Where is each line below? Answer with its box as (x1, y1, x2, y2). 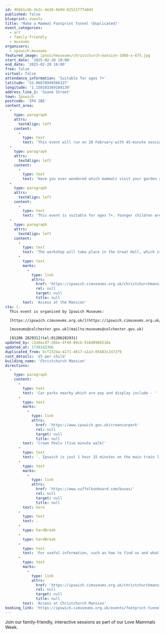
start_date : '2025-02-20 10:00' (5, 58, 71, 62)
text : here (23, 505, 45, 510)
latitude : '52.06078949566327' (5, 80, 69, 85)
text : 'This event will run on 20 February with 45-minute (23, 140, 146, 145)
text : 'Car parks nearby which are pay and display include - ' (23, 391, 157, 395)
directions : (5, 363, 29, 368)
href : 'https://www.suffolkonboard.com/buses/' (36, 486, 135, 492)
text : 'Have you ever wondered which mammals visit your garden (23, 177, 157, 181)
